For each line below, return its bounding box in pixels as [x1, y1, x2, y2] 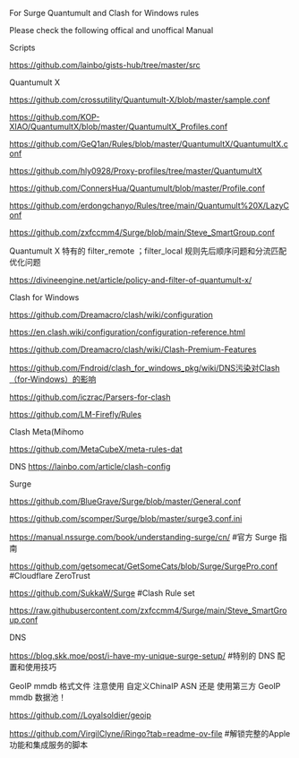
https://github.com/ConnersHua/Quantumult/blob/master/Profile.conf [9, 183, 266, 194]
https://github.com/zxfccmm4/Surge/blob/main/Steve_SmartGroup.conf [9, 228, 276, 237]
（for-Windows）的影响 [9, 374, 97, 384]
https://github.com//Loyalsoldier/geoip [9, 710, 152, 720]
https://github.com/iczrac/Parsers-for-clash [9, 392, 171, 402]
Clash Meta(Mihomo [9, 426, 84, 437]
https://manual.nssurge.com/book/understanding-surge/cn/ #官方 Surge [9, 532, 278, 542]
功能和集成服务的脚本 [9, 739, 88, 750]
